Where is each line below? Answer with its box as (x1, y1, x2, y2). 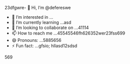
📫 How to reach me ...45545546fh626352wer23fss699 (11, 30, 126, 36)
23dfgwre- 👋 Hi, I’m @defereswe (4, 5, 71, 10)
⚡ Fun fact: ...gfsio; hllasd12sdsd (11, 43, 78, 49)
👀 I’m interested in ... (11, 14, 53, 20)
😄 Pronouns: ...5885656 (11, 37, 62, 43)
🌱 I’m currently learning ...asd (11, 20, 72, 25)
